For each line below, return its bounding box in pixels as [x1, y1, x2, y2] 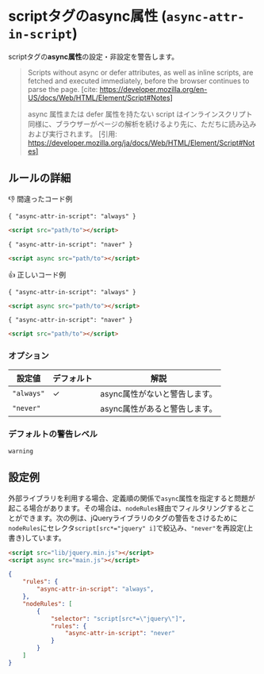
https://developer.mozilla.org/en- [99, 84, 208, 94]
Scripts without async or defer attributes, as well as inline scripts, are [27, 67, 254, 77]
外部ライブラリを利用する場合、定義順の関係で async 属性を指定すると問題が [8, 493, 255, 503]
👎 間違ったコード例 [8, 193, 73, 203]
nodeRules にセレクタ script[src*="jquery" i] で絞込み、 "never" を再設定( [8, 523, 247, 532]
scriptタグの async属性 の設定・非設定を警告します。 [8, 52, 179, 61]
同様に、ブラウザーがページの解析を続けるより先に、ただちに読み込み [27, 119, 257, 128]
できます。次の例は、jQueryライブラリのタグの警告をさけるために [21, 513, 238, 523]
